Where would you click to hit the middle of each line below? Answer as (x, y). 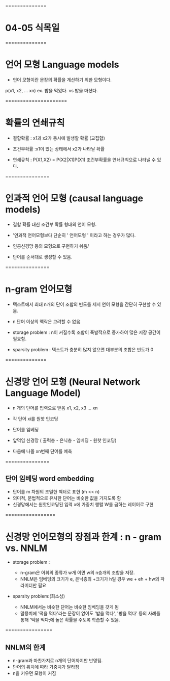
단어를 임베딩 (26, 429)
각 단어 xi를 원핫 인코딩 (35, 418)
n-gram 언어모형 (39, 289)
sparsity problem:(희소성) (39, 596)
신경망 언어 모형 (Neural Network (73, 382)
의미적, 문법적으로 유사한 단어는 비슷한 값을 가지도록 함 (67, 498)
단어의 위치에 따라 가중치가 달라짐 (46, 667)
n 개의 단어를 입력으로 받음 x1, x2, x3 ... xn (55, 408)
